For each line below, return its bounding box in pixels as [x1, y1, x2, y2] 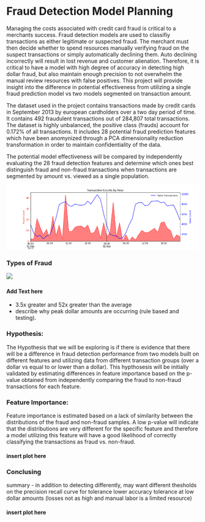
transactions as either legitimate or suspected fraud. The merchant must [6, 37, 189, 45]
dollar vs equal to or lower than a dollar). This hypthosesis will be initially [6, 363, 189, 370]
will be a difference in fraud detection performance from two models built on [6, 350, 199, 357]
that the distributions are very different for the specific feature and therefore [6, 425, 198, 432]
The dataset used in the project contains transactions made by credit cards [6, 101, 196, 109]
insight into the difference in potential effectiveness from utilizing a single [6, 83, 192, 90]
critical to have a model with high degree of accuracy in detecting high [6, 63, 185, 71]
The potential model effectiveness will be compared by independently [6, 152, 182, 160]
